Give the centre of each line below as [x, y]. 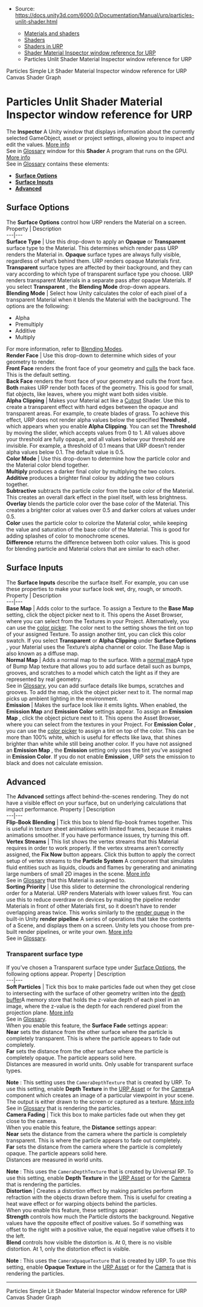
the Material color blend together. [48, 465]
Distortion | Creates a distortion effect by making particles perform [90, 1190]
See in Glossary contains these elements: [58, 164]
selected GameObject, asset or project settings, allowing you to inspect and [101, 138]
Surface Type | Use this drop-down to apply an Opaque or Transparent [96, 241]
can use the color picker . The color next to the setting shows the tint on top [100, 627]
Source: [25, 9]
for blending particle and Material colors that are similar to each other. [93, 549]
